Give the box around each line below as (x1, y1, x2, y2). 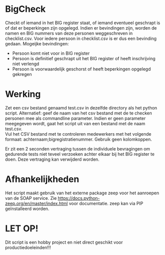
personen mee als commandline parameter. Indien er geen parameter (5, 115, 146, 121)
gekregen (12, 71, 32, 77)
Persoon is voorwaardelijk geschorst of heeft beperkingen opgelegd (12, 66, 151, 72)
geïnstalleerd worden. (5, 206, 50, 212)
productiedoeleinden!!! (5, 244, 51, 250)
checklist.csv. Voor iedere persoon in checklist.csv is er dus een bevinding (5, 36, 157, 41)
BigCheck (5, 3, 46, 15)
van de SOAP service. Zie (5, 195, 57, 201)
